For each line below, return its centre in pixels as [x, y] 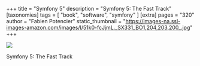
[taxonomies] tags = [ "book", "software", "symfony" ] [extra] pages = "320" [100, 15]
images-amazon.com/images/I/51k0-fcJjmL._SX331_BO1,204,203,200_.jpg [98, 27]
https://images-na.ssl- [153, 21]
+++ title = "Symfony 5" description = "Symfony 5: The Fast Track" [89, 9]
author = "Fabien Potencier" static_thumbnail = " [66, 21]
